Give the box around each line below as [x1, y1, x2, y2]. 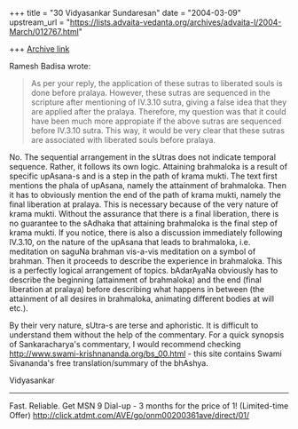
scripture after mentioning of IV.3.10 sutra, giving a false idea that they [30, 97, 287, 107]
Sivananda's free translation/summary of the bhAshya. [9, 358, 208, 368]
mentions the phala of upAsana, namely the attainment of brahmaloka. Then [9, 180, 286, 190]
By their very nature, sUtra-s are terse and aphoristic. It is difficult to [9, 320, 259, 330]
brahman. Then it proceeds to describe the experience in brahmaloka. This [9, 256, 283, 266]
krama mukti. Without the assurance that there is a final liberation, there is [9, 209, 279, 218]
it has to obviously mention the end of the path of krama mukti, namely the [9, 190, 281, 200]
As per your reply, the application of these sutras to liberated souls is [30, 78, 283, 88]
